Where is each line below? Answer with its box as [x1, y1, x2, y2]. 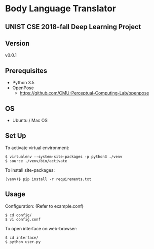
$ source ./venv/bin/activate [5, 158, 68, 163]
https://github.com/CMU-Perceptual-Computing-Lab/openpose [19, 90, 149, 96]
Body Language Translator [5, 3, 116, 14]
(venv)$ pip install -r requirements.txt [5, 177, 92, 182]
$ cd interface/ [5, 235, 38, 240]
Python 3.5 [12, 80, 35, 86]
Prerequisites [5, 66, 47, 75]
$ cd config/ [5, 213, 32, 218]
